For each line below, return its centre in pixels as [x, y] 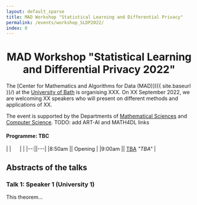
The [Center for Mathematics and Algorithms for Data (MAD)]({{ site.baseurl [98, 86]
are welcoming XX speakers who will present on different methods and [92, 98]
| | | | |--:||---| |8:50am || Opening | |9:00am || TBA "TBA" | [81, 149]
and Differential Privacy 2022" [99, 70]
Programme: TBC [28, 135]
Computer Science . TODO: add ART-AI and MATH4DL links [78, 123]
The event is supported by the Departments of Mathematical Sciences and [97, 116]
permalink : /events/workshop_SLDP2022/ [55, 22]
